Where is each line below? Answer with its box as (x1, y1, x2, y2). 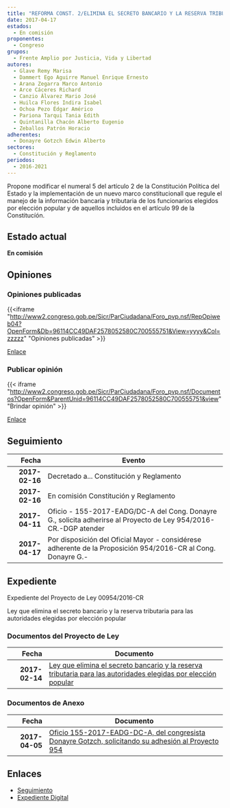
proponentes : (7, 36, 44, 43)
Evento (122, 455, 146, 465)
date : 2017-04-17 (7, 16, 57, 23)
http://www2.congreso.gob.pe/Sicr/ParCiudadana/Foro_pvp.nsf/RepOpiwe (10, 313, 220, 321)
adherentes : (7, 131, 41, 138)
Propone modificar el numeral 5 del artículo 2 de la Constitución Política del (7, 182, 220, 190)
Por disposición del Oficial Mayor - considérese (47, 535, 202, 545)
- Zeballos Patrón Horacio (13, 125, 90, 132)
